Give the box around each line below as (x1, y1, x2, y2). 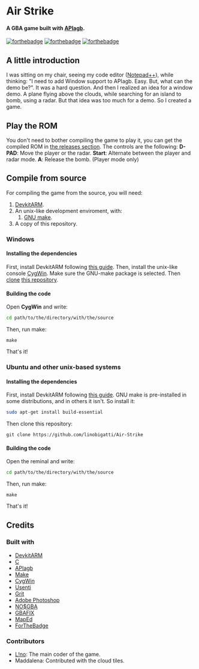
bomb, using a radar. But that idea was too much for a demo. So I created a (6, 97, 192, 104)
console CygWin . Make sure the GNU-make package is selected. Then (6, 270, 181, 277)
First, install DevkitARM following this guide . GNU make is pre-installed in (6, 391, 187, 398)
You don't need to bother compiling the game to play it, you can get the (6, 137, 182, 144)
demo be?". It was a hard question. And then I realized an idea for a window (6, 84, 193, 91)
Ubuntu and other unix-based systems (6, 363, 121, 371)
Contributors (6, 637, 45, 645)
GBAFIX (14, 609, 35, 616)
